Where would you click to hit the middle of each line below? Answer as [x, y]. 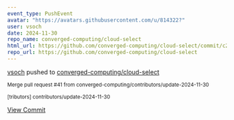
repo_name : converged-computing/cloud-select [74, 40]
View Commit [26, 110]
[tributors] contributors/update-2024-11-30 [59, 97]
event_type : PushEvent [40, 14]
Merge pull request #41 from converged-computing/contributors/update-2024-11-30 [108, 85]
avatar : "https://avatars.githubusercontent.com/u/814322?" [96, 20]
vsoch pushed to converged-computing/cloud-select [83, 72]
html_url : [22, 46]
